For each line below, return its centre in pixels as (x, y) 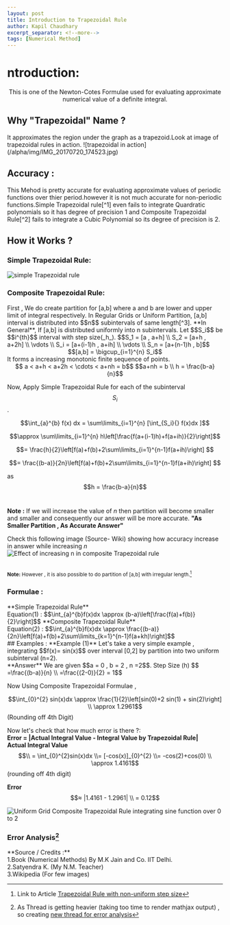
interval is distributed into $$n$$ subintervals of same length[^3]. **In (107, 323)
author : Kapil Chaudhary (42, 26)
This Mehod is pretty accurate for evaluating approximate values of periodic (114, 190)
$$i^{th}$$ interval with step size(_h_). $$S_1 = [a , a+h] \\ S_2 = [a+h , (107, 337)
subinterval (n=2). (33, 658)
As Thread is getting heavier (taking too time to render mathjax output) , (118, 907)
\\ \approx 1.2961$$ (115, 706)
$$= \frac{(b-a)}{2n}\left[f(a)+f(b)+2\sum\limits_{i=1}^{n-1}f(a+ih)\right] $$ (115, 463)
